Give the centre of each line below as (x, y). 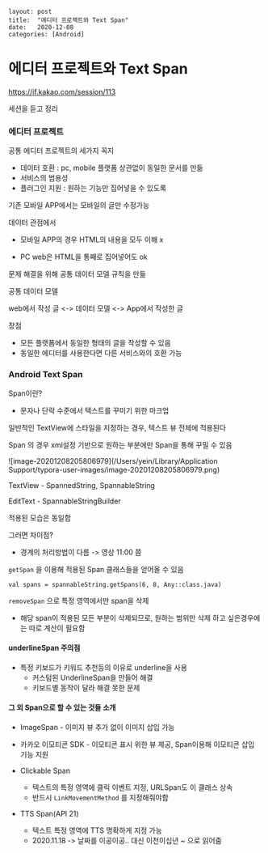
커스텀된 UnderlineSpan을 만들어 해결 (92, 677)
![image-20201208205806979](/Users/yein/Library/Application (113, 460)
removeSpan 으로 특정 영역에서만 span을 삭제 (79, 600)
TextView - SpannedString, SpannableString (82, 485)
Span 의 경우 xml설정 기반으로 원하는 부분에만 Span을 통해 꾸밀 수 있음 (120, 444)
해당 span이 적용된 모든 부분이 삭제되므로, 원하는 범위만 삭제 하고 (123, 617)
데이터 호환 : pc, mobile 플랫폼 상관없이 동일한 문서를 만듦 (111, 168)
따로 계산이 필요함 (57, 628)
